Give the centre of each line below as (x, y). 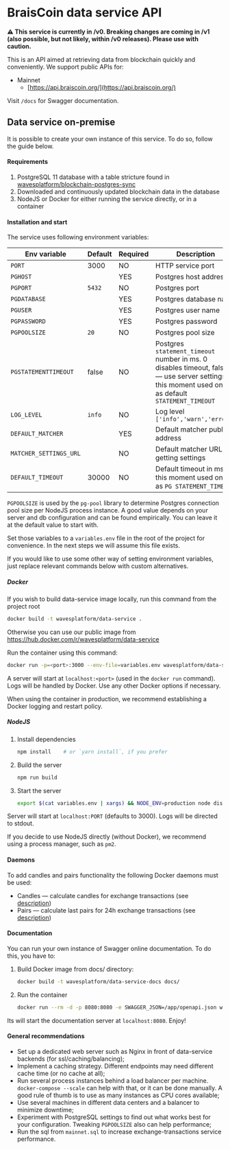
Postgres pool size (185, 333)
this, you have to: (31, 956)
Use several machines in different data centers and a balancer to (108, 1102)
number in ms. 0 (181, 360)
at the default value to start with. (53, 525)
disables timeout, (183, 368)
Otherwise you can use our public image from (72, 632)
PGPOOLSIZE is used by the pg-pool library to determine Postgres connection (113, 503)
